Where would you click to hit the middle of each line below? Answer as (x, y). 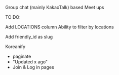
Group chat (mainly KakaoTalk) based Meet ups (55, 7)
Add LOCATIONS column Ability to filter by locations (59, 27)
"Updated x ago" (30, 62)
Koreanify (15, 47)
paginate (22, 56)
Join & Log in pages (33, 67)
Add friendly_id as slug (29, 37)
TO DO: (13, 17)
